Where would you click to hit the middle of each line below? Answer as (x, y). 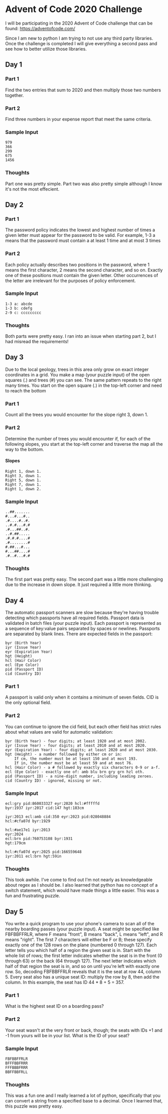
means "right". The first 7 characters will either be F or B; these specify (78, 940)
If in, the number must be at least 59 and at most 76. (74, 763)
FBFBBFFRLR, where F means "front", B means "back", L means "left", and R (84, 934)
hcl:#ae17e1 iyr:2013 (28, 830)
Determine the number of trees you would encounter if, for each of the (78, 439)
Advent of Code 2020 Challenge (74, 9)
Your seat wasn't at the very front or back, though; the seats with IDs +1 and (84, 1030)
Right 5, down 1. (23, 480)
